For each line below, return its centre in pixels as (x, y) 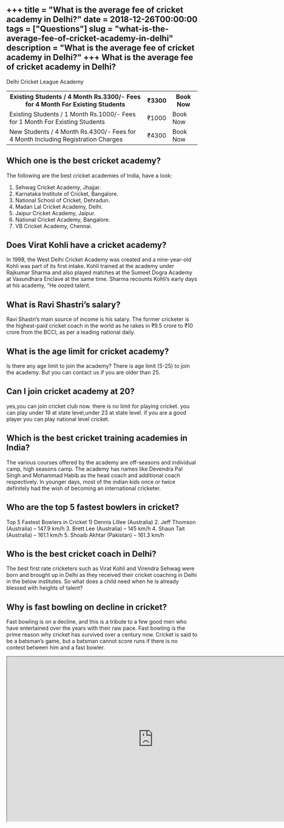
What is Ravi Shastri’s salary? (63, 304)
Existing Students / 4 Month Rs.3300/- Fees (75, 97)
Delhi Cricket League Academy (45, 81)
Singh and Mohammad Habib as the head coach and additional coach (93, 475)
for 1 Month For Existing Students (57, 122)
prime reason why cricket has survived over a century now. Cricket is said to (102, 635)
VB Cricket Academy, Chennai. (53, 226)
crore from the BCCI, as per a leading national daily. (71, 332)
